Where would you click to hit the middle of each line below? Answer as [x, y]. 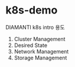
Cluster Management [40, 39]
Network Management [41, 51]
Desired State [31, 45]
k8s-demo [32, 10]
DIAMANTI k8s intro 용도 [35, 27]
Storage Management [40, 58]
